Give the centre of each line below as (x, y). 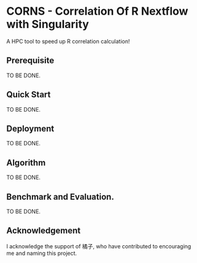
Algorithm (26, 163)
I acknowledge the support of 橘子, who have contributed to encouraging (99, 246)
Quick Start (29, 95)
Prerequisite (30, 60)
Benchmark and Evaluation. (60, 196)
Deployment (30, 128)
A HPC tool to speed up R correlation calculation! (68, 41)
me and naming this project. (42, 253)
